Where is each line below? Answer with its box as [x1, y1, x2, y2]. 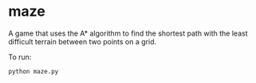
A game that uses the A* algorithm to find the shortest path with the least [8, 28, 248, 38]
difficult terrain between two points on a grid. [8, 36, 157, 46]
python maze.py [8, 67, 59, 75]
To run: [8, 52, 32, 62]
